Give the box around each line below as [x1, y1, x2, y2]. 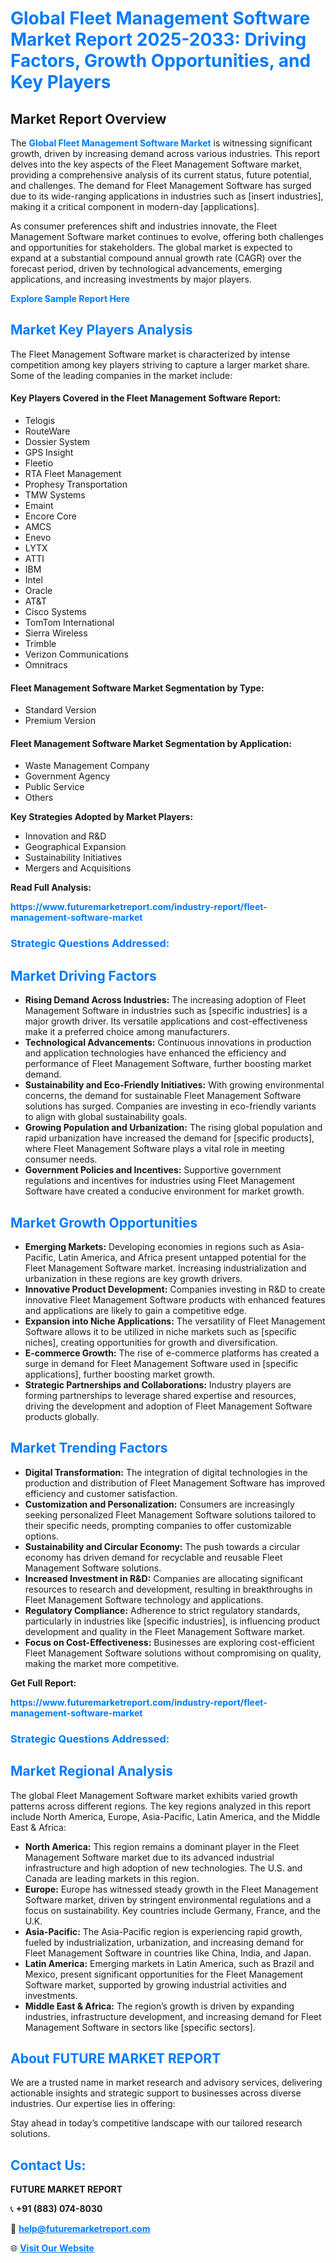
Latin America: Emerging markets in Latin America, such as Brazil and [24, 1957, 315, 1969]
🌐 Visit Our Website [10, 2242, 95, 2254]
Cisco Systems [24, 606, 87, 618]
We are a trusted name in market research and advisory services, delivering [10, 2077, 323, 2089]
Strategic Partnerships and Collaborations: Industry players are [24, 1378, 292, 1391]
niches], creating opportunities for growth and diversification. [24, 1336, 278, 1348]
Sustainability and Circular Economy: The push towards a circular [24, 1540, 301, 1552]
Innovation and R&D [24, 830, 107, 842]
